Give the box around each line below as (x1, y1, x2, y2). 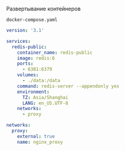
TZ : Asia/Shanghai (22, 94, 69, 100)
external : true (17, 133, 55, 140)
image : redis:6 (17, 55, 55, 61)
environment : (17, 89, 50, 95)
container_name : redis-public (17, 50, 93, 56)
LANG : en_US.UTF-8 (22, 100, 69, 106)
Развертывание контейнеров (6, 5, 81, 12)
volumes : (17, 72, 39, 78)
